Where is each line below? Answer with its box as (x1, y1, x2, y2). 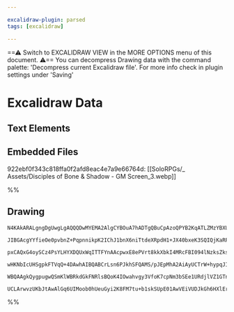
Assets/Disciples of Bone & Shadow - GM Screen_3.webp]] (7, 172, 176, 180)
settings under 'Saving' (7, 70, 74, 79)
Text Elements (7, 123, 71, 135)
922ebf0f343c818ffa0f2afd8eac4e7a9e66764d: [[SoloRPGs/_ (7, 165, 186, 173)
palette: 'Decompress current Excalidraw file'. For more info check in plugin (7, 63, 224, 71)
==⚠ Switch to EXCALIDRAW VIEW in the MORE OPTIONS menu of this (7, 48, 212, 57)
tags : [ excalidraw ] (7, 22, 64, 30)
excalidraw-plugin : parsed (7, 16, 86, 23)
